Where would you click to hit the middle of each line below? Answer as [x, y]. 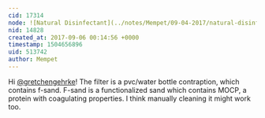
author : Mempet [33, 60]
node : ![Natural [35, 23]
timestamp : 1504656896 [45, 45]
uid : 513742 [28, 52]
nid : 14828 [26, 30]
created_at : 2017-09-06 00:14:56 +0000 [74, 37]
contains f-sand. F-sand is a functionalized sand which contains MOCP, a [127, 90]
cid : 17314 [26, 15]
